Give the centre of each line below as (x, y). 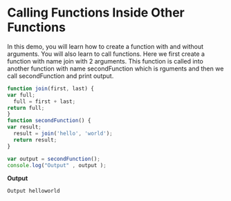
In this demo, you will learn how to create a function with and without (105, 46)
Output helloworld (34, 191)
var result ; (24, 127)
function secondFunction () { (49, 121)
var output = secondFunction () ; (54, 159)
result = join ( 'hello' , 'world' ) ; (63, 134)
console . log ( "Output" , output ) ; (57, 165)
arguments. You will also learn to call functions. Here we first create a (106, 54)
